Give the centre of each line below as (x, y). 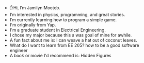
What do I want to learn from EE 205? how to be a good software (74, 45)
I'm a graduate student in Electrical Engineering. (57, 30)
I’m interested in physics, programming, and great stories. (67, 15)
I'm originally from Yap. (33, 25)
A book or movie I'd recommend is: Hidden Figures (60, 56)
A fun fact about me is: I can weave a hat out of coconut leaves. (73, 40)
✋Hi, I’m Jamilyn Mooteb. (35, 8)
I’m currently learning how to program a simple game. (63, 20)
